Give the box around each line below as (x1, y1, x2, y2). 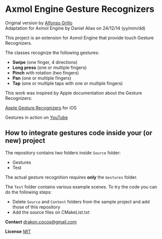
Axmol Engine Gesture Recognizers (5, 3, 155, 15)
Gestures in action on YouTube (5, 114, 68, 120)
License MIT (5, 228, 31, 234)
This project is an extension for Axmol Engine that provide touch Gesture (5, 35, 154, 41)
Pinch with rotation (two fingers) (12, 69, 80, 75)
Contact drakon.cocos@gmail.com (5, 219, 77, 225)
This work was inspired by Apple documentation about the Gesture (5, 90, 143, 96)
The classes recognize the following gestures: (5, 50, 99, 56)
